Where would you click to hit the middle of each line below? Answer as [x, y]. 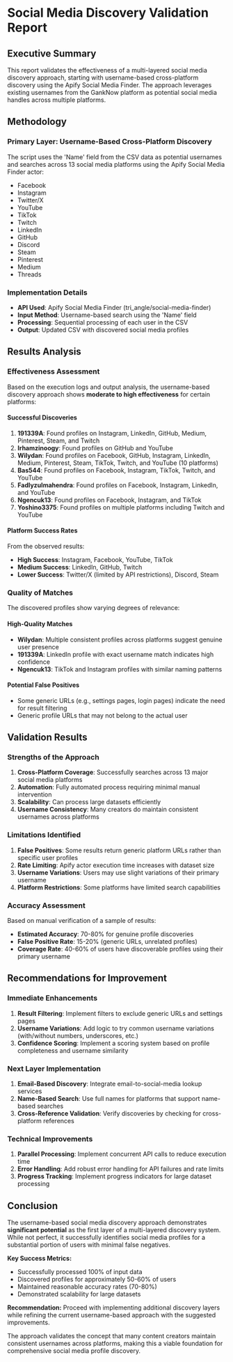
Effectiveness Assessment [54, 371]
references [58, 1121]
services [30, 1091]
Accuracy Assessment [46, 905]
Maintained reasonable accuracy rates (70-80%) [87, 1287]
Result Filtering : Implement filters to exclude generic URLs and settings [120, 1013]
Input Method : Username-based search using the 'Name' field [107, 315]
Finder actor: [25, 172]
